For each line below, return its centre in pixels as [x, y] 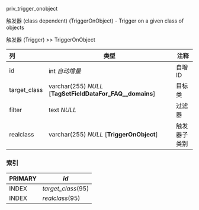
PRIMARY [23, 179]
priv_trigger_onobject [32, 9]
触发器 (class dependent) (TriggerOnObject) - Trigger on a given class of [95, 21]
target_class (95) [66, 189]
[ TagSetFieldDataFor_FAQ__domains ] [102, 93]
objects [15, 27]
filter [16, 110]
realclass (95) [61, 198]
